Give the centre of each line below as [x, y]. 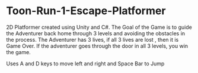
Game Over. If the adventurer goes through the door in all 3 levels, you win [97, 46]
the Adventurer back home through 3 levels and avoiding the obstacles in [96, 33]
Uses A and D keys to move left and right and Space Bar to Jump [85, 64]
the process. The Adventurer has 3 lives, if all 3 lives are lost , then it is [92, 39]
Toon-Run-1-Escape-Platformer [86, 11]
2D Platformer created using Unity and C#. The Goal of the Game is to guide [99, 27]
